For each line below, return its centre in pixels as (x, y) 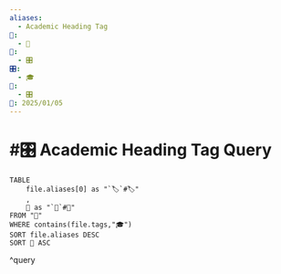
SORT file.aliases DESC (55, 235)
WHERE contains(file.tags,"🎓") (71, 225)
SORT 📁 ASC (30, 243)
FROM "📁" (26, 216)
